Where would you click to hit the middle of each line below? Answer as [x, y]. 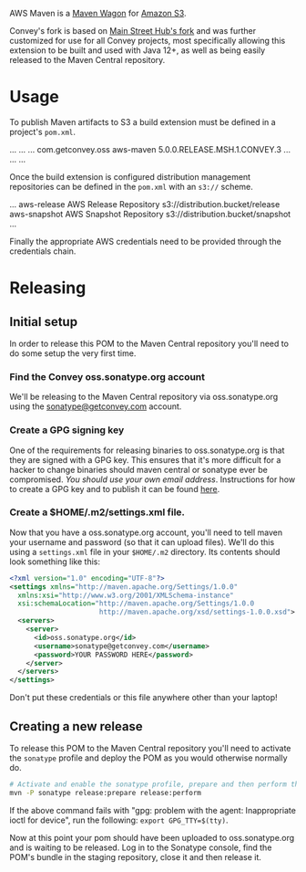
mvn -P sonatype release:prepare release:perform [106, 793]
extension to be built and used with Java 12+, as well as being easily [138, 50]
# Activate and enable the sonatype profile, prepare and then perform [148, 784]
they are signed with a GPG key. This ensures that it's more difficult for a [145, 459]
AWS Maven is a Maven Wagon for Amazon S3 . [98, 13]
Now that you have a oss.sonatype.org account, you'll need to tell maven [146, 532]
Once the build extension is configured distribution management [130, 176]
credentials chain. [43, 251]
